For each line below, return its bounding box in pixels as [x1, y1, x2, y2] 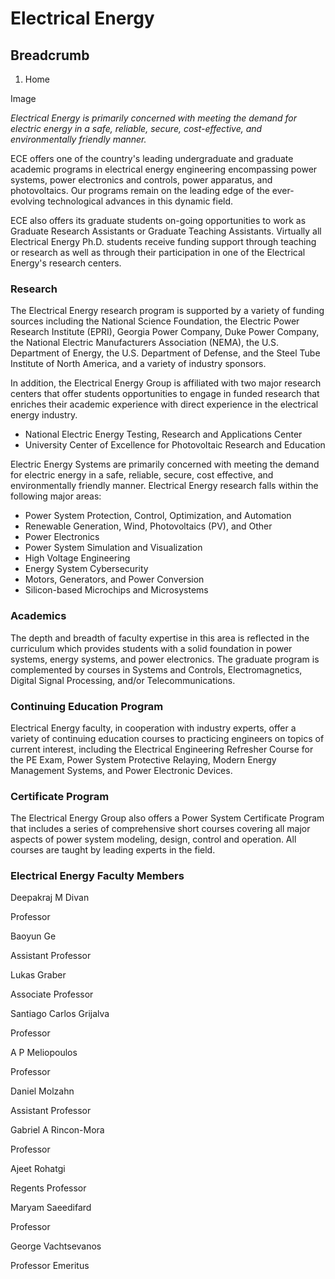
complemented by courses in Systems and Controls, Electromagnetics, [10, 663, 303, 676]
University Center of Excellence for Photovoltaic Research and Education [24, 439, 326, 451]
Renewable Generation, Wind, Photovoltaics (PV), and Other [24, 520, 273, 532]
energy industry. [10, 409, 78, 421]
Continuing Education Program [10, 699, 164, 713]
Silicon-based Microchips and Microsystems [24, 584, 209, 596]
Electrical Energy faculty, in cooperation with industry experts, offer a [10, 722, 297, 734]
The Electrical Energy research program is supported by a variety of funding [10, 305, 325, 317]
